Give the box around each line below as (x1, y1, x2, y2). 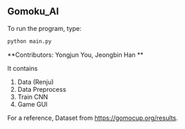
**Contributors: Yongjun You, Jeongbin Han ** (7, 50, 144, 59)
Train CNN (17, 93, 49, 101)
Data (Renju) (17, 77, 54, 86)
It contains (7, 64, 38, 72)
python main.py (7, 38, 52, 45)
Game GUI (17, 100, 48, 108)
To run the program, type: (7, 24, 82, 32)
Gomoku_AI (7, 6, 59, 18)
